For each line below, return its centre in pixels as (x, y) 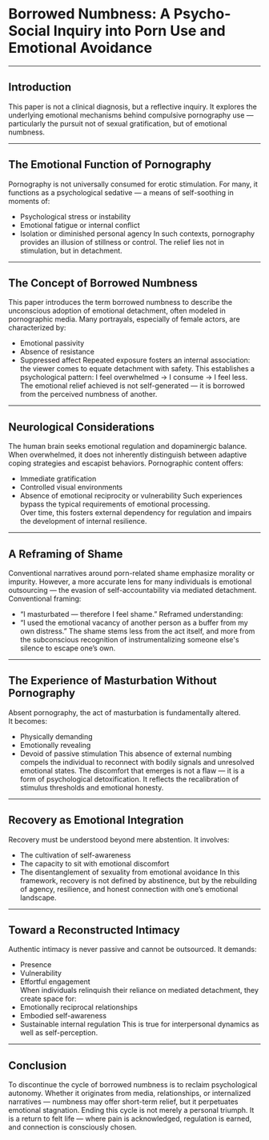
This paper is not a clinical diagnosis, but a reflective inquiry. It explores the (133, 106)
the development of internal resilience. (83, 522)
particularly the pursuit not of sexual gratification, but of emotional (118, 123)
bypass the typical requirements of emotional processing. (115, 504)
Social (29, 31)
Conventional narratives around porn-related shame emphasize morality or (131, 573)
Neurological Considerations (81, 427)
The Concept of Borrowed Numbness (103, 283)
